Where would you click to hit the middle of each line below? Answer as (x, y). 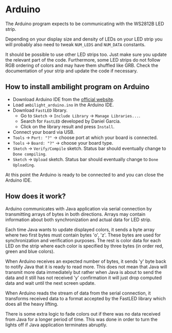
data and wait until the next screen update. (51, 283)
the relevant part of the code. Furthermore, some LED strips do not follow (83, 60)
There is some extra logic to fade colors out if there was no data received (83, 314)
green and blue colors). (30, 251)
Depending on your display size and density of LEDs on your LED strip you (84, 39)
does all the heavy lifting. (32, 304)
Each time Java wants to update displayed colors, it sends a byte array (80, 229)
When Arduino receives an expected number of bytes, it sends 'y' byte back (86, 261)
